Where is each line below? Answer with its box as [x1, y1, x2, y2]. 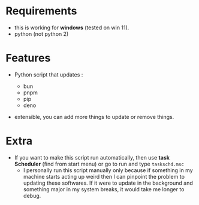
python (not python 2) [14, 30, 69, 37]
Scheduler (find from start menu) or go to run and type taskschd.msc [14, 160, 184, 167]
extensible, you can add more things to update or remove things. [14, 113, 174, 120]
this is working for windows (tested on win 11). [14, 24, 129, 31]
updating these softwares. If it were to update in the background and [23, 179, 193, 186]
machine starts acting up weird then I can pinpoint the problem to [23, 173, 185, 180]
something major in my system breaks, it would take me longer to [23, 185, 185, 192]
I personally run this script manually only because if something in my [23, 166, 193, 174]
